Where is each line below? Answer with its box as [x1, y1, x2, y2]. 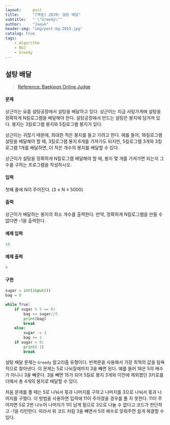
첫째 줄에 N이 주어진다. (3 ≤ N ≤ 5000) [5, 186, 83, 192]
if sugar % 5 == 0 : [14, 307, 56, 312]
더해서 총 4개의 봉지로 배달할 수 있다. [5, 378, 79, 384]
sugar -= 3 [23, 331, 47, 336]
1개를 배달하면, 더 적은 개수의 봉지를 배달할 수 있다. [18, 144, 119, 150]
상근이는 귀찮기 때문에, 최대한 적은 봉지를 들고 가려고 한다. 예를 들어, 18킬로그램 [5, 132, 162, 138]
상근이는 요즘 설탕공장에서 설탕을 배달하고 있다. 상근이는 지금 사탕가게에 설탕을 [5, 108, 161, 114]
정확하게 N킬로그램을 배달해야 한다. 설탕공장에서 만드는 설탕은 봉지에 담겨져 [5, 115, 155, 121]
